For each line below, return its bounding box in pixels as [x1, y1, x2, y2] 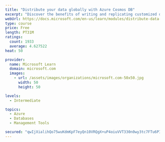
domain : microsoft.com [9, 66, 56, 71]
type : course [5, 21, 32, 26]
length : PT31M [5, 30, 34, 35]
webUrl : [5, 16, 21, 21]
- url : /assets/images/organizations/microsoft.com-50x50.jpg [14, 76, 144, 81]
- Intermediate [9, 98, 41, 103]
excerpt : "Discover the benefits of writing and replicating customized [5, 12, 157, 17]
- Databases [9, 116, 34, 121]
